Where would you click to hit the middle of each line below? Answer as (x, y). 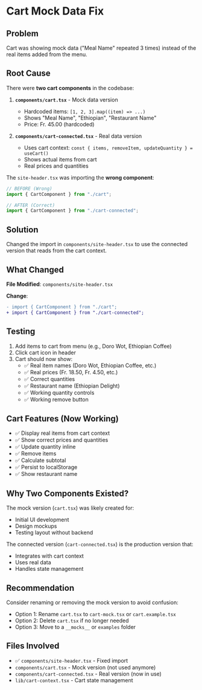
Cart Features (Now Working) (62, 418)
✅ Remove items (36, 454)
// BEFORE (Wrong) (29, 189)
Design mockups (36, 526)
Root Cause (29, 73)
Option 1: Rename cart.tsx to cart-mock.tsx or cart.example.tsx (95, 614)
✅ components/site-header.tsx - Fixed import (71, 660)
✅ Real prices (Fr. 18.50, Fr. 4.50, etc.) (71, 372)
